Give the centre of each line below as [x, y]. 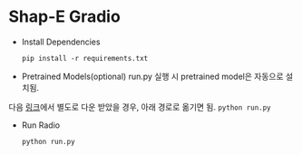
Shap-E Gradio [65, 17]
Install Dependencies [61, 42]
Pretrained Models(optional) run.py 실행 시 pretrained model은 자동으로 [152, 76]
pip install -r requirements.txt [85, 58]
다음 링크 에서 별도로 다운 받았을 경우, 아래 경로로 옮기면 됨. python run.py [140, 107]
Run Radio [41, 125]
